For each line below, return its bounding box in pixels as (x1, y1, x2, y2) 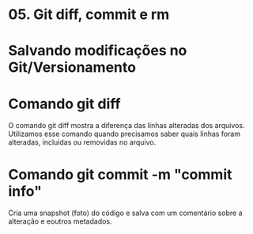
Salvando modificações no (8, 42, 187, 60)
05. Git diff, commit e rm (8, 6, 170, 24)
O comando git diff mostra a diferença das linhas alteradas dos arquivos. (8, 121, 245, 130)
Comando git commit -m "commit (8, 165, 232, 183)
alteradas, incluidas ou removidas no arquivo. (8, 138, 157, 147)
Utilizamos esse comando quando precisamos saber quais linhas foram (8, 129, 241, 139)
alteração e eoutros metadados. (8, 217, 112, 226)
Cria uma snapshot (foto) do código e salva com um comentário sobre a (8, 208, 243, 218)
